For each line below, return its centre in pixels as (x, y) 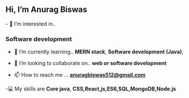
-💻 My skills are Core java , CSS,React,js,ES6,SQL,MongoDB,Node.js (91, 89)
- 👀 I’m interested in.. (31, 23)
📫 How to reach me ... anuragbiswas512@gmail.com (80, 75)
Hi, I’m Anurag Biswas (46, 10)
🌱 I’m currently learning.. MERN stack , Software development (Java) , (99, 52)
